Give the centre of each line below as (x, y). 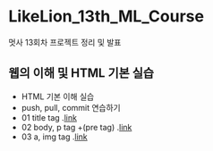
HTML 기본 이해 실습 (58, 96)
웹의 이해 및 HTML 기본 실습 (81, 73)
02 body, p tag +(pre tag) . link (77, 127)
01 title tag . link (49, 117)
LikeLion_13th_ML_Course (106, 17)
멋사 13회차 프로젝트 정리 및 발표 (65, 42)
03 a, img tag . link (55, 137)
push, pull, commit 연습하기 (71, 107)
